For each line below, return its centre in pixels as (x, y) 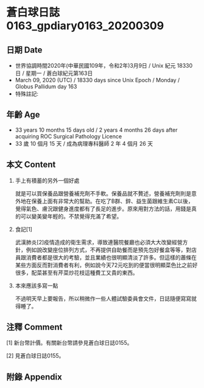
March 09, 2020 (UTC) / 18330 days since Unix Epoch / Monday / (97, 80)
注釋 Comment (34, 327)
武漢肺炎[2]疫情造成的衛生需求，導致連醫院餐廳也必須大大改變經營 (99, 242)
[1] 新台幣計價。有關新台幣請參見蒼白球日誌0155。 (69, 343)
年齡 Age (23, 115)
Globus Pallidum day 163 (46, 86)
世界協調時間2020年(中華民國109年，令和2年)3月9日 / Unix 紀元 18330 (104, 65)
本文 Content (31, 165)
